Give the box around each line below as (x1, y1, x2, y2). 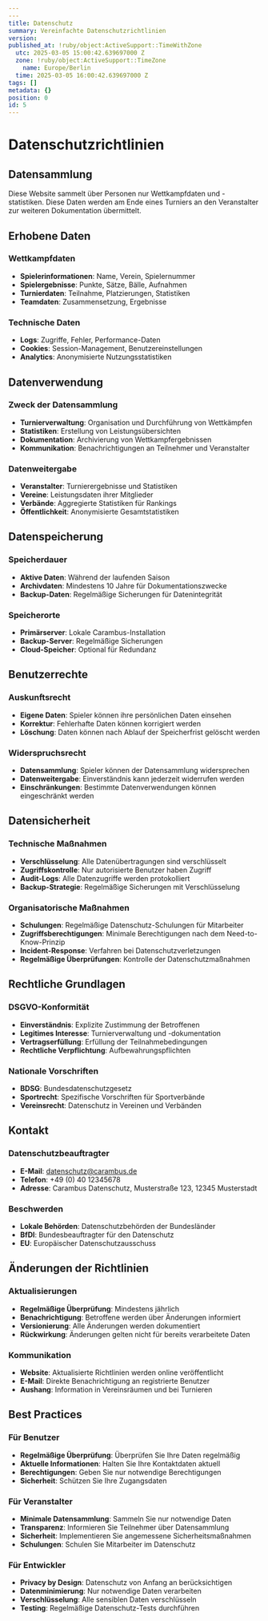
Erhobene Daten (8, 229, 91, 243)
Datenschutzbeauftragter (8, 1148, 110, 1159)
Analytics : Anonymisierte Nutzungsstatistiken (19, 352, 172, 362)
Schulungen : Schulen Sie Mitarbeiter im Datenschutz (19, 1539, 196, 1549)
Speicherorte (8, 609, 61, 621)
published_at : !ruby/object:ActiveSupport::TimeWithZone (8, 42, 202, 50)
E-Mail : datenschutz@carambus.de (19, 1166, 138, 1175)
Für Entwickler (8, 1559, 66, 1570)
